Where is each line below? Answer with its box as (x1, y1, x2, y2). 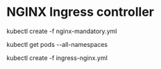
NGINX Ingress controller (6, 4, 154, 20)
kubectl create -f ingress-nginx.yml (6, 53, 108, 62)
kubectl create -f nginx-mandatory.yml (6, 27, 117, 35)
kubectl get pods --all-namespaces (6, 40, 108, 48)
